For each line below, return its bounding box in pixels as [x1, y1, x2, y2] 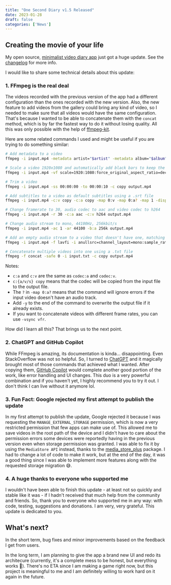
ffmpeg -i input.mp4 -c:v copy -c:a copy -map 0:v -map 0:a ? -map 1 [5, 198, 154, 203]
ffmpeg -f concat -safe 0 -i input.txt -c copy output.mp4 [5, 253, 133, 259]
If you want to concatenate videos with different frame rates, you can [12, 311, 158, 317]
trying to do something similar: [5, 141, 70, 148]
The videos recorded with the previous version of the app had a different [5, 94, 158, 100]
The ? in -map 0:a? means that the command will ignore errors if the [12, 289, 155, 295]
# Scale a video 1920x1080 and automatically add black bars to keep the [5, 165, 165, 171]
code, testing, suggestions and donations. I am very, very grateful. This [5, 503, 155, 509]
